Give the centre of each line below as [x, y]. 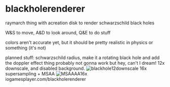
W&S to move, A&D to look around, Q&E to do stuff [58, 32]
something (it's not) [26, 48]
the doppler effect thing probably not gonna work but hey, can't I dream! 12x [85, 63]
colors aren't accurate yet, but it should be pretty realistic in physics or [79, 42]
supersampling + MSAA [30, 73]
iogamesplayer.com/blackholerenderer [46, 79]
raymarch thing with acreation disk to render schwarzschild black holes [80, 23]
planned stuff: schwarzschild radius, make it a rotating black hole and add [82, 57]
